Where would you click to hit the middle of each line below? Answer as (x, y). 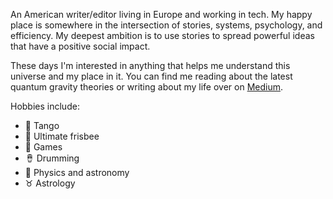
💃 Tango (42, 125)
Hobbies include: (45, 106)
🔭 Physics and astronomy (77, 172)
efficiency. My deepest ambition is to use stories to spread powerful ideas (162, 35)
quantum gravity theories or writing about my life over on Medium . (147, 87)
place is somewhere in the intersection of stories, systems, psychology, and (166, 25)
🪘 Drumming (52, 158)
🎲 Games (43, 147)
